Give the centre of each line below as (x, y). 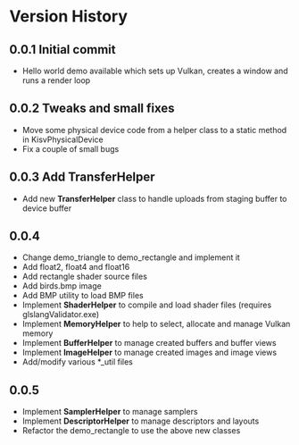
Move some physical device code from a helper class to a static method (154, 130)
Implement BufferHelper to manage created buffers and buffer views (149, 343)
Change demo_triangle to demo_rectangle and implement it (131, 257)
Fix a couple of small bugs (71, 148)
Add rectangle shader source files (84, 277)
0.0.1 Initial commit (62, 50)
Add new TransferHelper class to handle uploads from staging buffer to (154, 198)
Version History (68, 17)
